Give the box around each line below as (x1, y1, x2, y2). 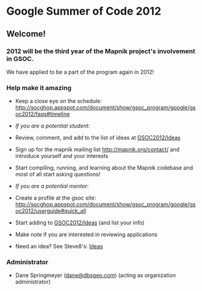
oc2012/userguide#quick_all (15, 207, 87, 215)
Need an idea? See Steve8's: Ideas (15, 243, 103, 250)
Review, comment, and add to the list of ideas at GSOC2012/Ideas (15, 134, 181, 142)
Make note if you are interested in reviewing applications (15, 231, 157, 239)
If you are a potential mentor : (15, 182, 89, 190)
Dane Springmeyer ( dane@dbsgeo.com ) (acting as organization (15, 271, 176, 279)
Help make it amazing (6, 84, 72, 92)
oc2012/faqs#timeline (15, 110, 70, 118)
